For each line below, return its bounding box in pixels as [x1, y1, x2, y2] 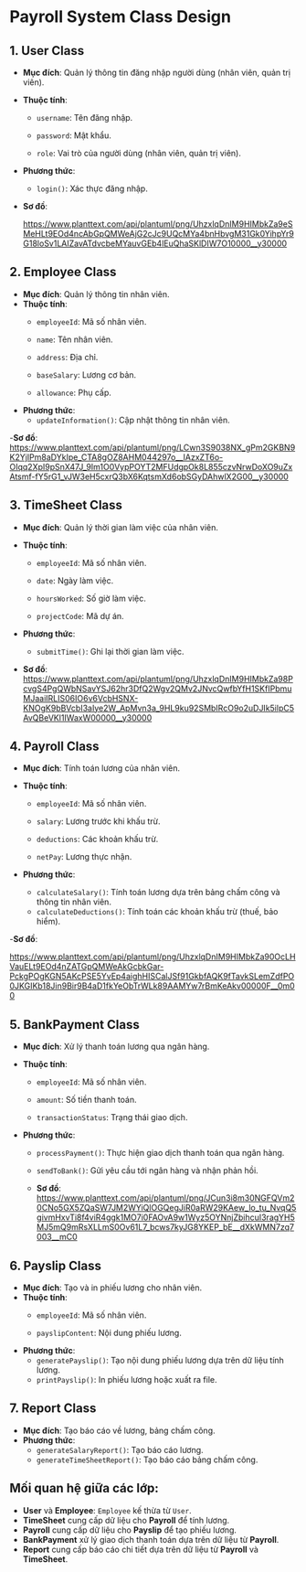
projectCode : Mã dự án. [36, 610, 125, 621]
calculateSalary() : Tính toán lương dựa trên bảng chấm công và [36, 887, 280, 898]
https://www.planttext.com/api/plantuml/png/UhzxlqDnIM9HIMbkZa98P [22, 673, 294, 684]
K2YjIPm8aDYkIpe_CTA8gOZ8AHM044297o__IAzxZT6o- [9, 451, 224, 463]
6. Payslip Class [9, 1257, 102, 1273]
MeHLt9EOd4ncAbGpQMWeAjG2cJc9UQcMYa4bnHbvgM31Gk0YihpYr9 [22, 229, 294, 239]
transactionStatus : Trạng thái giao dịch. [36, 1112, 188, 1123]
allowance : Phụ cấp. [36, 387, 112, 398]
